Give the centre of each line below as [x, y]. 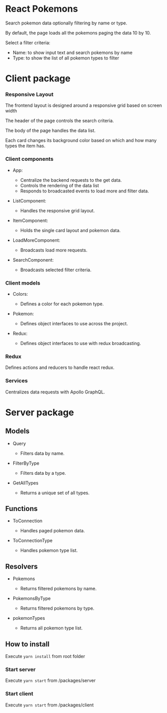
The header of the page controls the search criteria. [60, 121]
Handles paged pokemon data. [52, 531]
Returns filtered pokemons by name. [58, 589]
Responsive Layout [29, 95]
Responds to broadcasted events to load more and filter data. [85, 191]
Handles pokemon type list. [49, 551]
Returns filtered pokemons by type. [57, 608]
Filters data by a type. [43, 473]
